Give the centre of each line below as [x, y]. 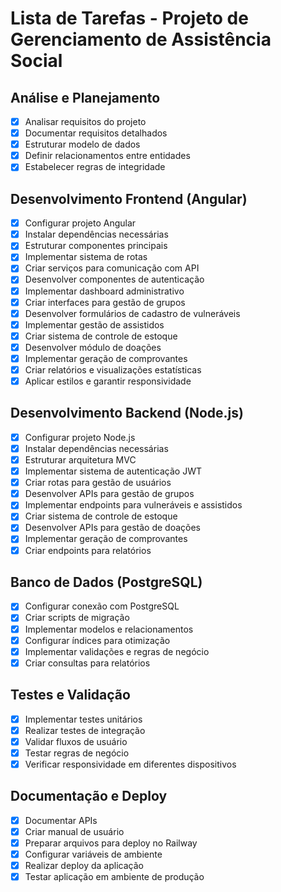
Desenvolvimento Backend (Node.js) [127, 413]
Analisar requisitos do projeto [85, 121]
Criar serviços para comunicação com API [112, 268]
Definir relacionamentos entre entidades [107, 156]
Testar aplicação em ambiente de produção [114, 876]
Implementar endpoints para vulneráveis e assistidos [133, 505]
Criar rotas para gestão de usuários [98, 483]
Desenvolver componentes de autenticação [114, 279]
